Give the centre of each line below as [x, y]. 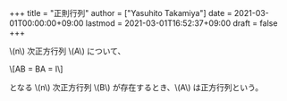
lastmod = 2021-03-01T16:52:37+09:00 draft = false [181, 23]
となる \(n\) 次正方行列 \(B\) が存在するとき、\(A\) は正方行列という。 [136, 87]
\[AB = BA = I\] [36, 69]
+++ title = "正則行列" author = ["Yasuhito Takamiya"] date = [121, 13]
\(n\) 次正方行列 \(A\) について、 [68, 51]
